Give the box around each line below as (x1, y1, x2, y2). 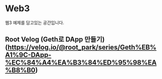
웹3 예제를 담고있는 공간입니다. (5, 20, 64, 25)
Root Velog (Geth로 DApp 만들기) (5, 35, 105, 44)
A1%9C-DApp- (5, 51, 52, 59)
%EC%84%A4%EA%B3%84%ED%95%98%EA (5, 59, 157, 67)
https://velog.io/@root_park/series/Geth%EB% (7, 43, 157, 52)
